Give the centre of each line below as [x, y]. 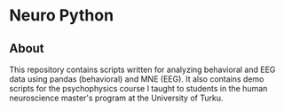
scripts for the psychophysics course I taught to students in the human [138, 88]
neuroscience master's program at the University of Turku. [116, 98]
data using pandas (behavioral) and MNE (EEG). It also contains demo [137, 79]
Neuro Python [61, 16]
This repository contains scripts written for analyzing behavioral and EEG [142, 69]
